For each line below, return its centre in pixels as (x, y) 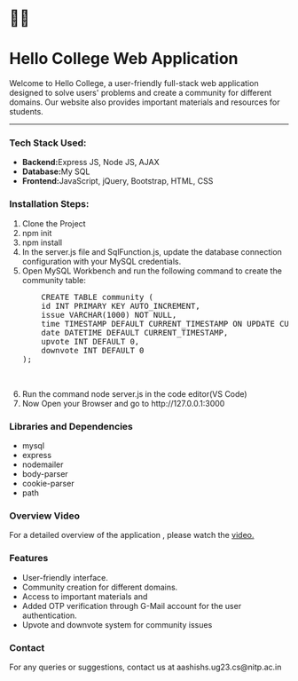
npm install (42, 242)
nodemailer (43, 464)
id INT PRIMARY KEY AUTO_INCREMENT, (121, 306)
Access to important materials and (85, 596)
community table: (54, 280)
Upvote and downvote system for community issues (117, 624)
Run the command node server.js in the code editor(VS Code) (134, 393)
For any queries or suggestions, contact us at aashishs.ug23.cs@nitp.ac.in (145, 667)
